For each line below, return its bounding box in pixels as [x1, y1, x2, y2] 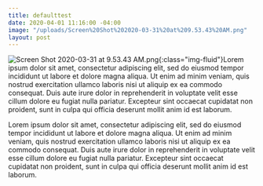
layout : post [8, 33, 51, 42]
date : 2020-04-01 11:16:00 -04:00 [8, 19, 122, 27]
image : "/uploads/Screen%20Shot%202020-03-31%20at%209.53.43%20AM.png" [8, 26, 247, 34]
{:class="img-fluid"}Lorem [158, 55, 245, 64]
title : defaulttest [8, 11, 72, 20]
